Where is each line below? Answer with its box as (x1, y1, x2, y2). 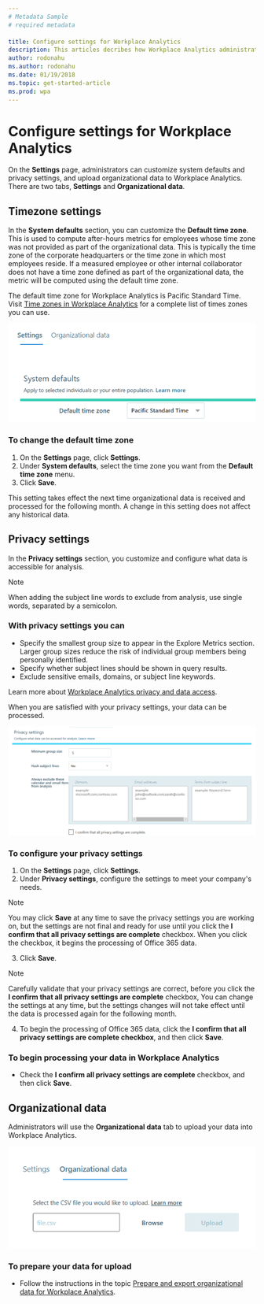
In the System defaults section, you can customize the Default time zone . (8, 225, 249, 235)
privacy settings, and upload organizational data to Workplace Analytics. (8, 173, 243, 183)
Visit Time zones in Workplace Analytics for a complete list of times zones (8, 299, 247, 309)
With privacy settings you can (8, 621, 125, 632)
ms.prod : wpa (8, 87, 51, 95)
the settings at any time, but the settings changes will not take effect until (8, 1001, 245, 1010)
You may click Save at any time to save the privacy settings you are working (8, 913, 255, 923)
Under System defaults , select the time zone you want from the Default (19, 461, 254, 470)
